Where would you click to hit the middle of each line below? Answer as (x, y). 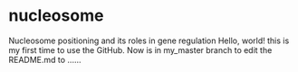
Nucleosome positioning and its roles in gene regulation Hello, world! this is (149, 40)
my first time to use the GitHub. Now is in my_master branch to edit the (140, 49)
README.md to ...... (45, 59)
